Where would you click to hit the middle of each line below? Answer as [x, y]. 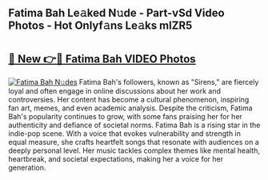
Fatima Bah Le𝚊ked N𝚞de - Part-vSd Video [117, 13]
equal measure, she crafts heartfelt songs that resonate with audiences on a [134, 142]
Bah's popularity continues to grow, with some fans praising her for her [125, 116]
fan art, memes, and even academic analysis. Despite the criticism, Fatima [131, 108]
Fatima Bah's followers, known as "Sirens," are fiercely [169, 82]
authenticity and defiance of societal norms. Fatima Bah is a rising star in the [134, 125]
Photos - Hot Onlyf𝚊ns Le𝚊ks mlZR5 [100, 26]
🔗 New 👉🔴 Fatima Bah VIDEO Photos [102, 59]
